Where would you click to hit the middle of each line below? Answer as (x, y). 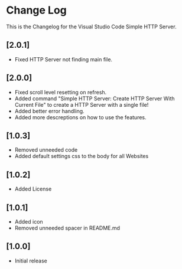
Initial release (31, 261)
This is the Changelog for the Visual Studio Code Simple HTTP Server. (91, 27)
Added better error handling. (49, 111)
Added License (33, 189)
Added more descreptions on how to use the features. (80, 117)
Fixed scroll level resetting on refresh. (61, 92)
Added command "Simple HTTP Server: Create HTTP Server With (95, 99)
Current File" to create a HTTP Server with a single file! (82, 104)
